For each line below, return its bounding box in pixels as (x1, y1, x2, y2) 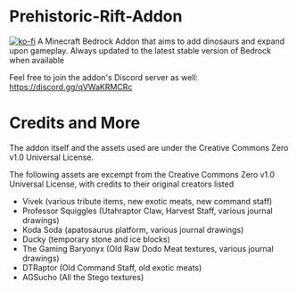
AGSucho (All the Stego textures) (21, 271, 144, 282)
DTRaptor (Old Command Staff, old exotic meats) (21, 262, 202, 273)
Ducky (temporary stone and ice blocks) (21, 234, 171, 245)
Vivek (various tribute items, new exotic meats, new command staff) (21, 195, 273, 206)
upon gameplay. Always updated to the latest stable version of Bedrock (9, 45, 272, 55)
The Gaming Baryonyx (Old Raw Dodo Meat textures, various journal (21, 243, 274, 254)
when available (9, 54, 65, 65)
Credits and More (9, 113, 141, 133)
